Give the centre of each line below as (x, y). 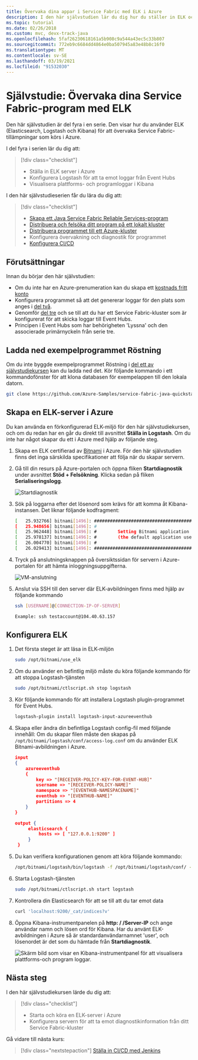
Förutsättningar (35, 262)
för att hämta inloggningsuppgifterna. (82, 566)
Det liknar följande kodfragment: (80, 510)
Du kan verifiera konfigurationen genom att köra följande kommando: (98, 856)
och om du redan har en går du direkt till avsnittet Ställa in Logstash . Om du (98, 433)
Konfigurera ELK (37, 635)
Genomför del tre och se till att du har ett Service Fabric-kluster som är (100, 313)
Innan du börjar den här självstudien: (51, 276)
